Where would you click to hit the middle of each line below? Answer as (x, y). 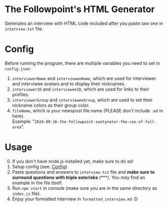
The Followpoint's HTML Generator (80, 9)
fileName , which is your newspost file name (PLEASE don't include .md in (88, 110)
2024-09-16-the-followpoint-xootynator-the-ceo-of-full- (96, 122)
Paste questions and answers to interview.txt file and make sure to (83, 172)
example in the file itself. (37, 183)
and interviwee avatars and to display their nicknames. (69, 84)
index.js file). (26, 193)
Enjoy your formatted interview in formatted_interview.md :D (75, 199)
